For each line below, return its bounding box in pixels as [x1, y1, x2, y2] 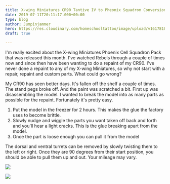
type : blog [5, 17, 28, 22]
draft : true [5, 31, 30, 36]
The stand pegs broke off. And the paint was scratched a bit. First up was [5, 86, 158, 92]
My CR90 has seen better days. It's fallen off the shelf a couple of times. [5, 81, 156, 87]
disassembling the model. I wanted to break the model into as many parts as [5, 92, 164, 97]
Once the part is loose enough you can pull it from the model [12, 134, 140, 139]
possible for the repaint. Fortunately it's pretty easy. [5, 97, 113, 103]
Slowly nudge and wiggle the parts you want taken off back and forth [12, 118, 157, 123]
